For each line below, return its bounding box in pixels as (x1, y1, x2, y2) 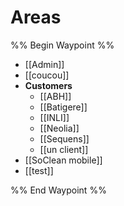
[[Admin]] (24, 58, 65, 70)
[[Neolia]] (39, 122, 80, 134)
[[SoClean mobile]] (24, 154, 103, 166)
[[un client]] (39, 143, 89, 155)
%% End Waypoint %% (10, 184, 107, 196)
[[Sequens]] (39, 132, 90, 145)
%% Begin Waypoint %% (10, 39, 115, 51)
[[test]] (24, 164, 54, 176)
